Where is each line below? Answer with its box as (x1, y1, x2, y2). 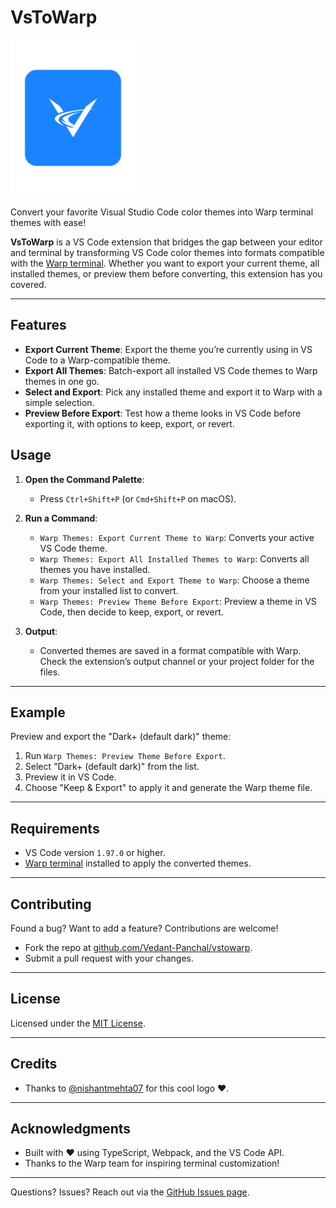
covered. (10, 278, 47, 290)
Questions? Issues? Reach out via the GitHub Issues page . (10, 1186, 250, 1198)
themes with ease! (10, 216, 87, 228)
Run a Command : (24, 512, 98, 524)
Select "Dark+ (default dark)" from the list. (24, 761, 200, 773)
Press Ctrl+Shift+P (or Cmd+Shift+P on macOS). (39, 492, 237, 505)
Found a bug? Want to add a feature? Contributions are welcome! (10, 922, 279, 934)
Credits (10, 1056, 58, 1073)
